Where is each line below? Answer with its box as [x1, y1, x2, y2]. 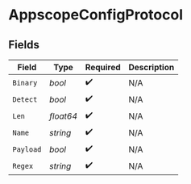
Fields [8, 38, 40, 52]
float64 [49, 111, 78, 122]
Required [85, 62, 121, 73]
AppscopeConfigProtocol [8, 6, 184, 24]
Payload [12, 144, 42, 154]
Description [128, 62, 175, 73]
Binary [12, 78, 38, 87]
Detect [12, 94, 38, 104]
